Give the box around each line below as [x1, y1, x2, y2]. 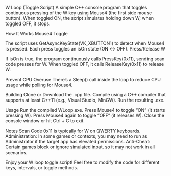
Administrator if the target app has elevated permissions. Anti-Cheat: [5, 139, 151, 144]
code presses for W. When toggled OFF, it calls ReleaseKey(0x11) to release [5, 61, 164, 67]
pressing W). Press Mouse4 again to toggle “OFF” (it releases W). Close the [5, 112, 165, 118]
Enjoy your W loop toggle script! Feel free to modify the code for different [5, 159, 160, 165]
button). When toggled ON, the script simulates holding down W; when [5, 15, 154, 21]
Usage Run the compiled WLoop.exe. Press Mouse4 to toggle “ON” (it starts [5, 107, 165, 113]
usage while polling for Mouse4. [5, 82, 73, 88]
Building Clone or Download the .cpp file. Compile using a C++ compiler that [5, 92, 166, 97]
